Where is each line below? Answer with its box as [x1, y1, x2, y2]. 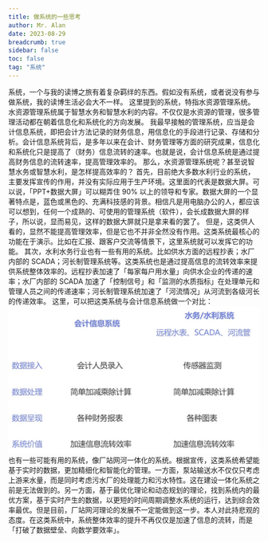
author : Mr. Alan [8, 21, 66, 29]
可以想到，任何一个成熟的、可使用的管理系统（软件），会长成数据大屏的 [8, 206, 242, 216]
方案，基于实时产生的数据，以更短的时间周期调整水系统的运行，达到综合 [14, 495, 253, 505]
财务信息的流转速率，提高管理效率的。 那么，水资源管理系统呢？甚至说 [14, 156, 248, 167]
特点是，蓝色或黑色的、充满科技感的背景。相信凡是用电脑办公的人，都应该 [14, 196, 260, 206]
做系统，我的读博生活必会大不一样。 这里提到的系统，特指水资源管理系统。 [8, 96, 255, 107]
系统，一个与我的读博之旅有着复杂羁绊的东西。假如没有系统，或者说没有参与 [8, 87, 260, 96]
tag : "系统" [8, 64, 45, 72]
